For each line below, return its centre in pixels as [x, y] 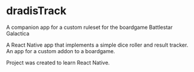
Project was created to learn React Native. [58, 63]
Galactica [18, 33]
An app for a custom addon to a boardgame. [61, 51]
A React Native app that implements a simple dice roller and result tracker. [97, 45]
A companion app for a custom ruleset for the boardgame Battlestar [90, 27]
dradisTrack [36, 11]
